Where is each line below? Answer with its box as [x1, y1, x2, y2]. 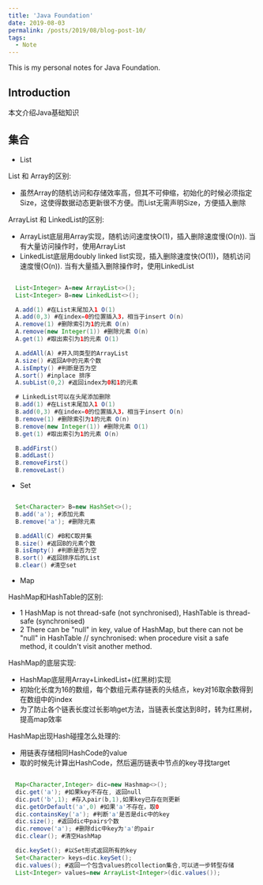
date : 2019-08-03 [8, 19, 66, 27]
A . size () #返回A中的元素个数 [15, 357, 102, 364]
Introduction [8, 86, 71, 99]
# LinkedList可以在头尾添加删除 [15, 393, 111, 401]
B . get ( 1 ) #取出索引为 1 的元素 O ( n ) [15, 429, 120, 438]
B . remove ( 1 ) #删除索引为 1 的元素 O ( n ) [15, 415, 130, 423]
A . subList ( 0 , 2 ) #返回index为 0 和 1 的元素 [15, 379, 138, 387]
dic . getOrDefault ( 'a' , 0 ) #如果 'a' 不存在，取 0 [15, 803, 160, 811]
